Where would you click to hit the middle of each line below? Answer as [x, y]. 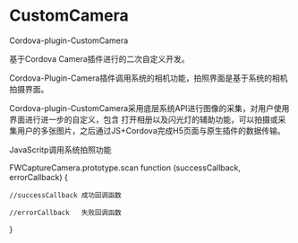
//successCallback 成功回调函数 [66, 195]
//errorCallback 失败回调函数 [66, 213]
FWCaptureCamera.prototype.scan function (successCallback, [125, 168]
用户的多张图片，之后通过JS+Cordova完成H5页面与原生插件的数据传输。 [151, 130]
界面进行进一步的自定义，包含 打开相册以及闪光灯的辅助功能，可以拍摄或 [144, 119]
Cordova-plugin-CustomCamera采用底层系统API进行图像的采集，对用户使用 [149, 108]
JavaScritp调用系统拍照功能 [60, 150]
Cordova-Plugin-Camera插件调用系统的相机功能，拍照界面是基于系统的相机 [149, 78]
